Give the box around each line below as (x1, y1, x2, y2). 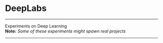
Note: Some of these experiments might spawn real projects (5, 28, 126, 34)
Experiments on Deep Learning (5, 23, 67, 29)
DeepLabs (5, 3, 47, 14)
